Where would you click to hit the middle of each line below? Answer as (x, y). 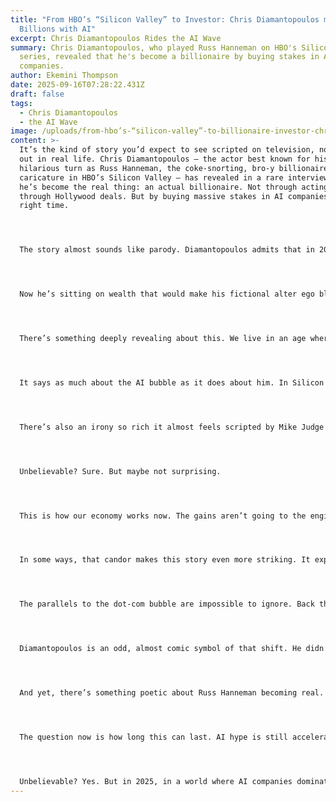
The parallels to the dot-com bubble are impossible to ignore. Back (167, 604)
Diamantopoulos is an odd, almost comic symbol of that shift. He (160, 649)
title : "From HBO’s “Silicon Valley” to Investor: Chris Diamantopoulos (165, 19)
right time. (44, 206)
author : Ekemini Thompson (64, 76)
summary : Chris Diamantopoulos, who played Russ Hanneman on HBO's (154, 47)
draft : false (37, 94)
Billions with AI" (58, 29)
